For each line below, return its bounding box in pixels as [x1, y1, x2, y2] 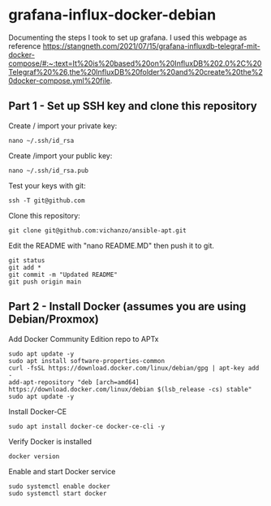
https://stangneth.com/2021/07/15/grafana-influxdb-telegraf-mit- [42, 41, 261, 50]
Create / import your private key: [8, 120, 118, 131]
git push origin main [8, 278, 82, 286]
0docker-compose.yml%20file [8, 76, 111, 85]
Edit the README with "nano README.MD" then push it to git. [8, 240, 215, 250]
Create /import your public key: [8, 150, 113, 160]
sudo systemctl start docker [8, 489, 107, 497]
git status [8, 256, 45, 265]
